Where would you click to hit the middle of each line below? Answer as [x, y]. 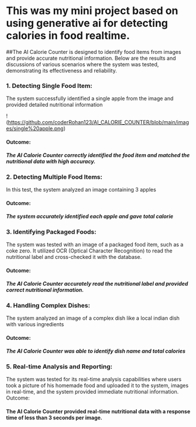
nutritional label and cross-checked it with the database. [74, 257]
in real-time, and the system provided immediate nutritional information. [92, 391]
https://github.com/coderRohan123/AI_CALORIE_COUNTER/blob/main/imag [98, 122]
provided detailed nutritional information [54, 105]
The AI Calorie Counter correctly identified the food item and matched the [98, 155]
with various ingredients [35, 324]
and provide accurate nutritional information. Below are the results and [91, 58]
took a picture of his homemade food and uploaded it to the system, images [97, 385]
